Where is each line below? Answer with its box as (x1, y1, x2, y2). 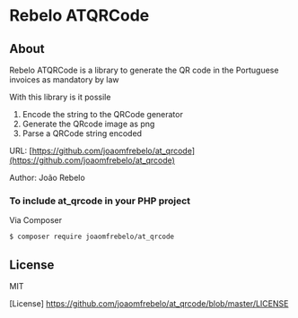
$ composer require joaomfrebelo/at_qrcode (9, 232, 175, 242)
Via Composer (9, 215, 63, 226)
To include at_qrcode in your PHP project (9, 194, 191, 207)
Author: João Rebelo (9, 172, 85, 183)
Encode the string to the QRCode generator (22, 109, 184, 119)
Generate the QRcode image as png (22, 118, 155, 129)
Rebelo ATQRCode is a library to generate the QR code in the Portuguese (9, 64, 279, 75)
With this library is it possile (9, 91, 111, 102)
